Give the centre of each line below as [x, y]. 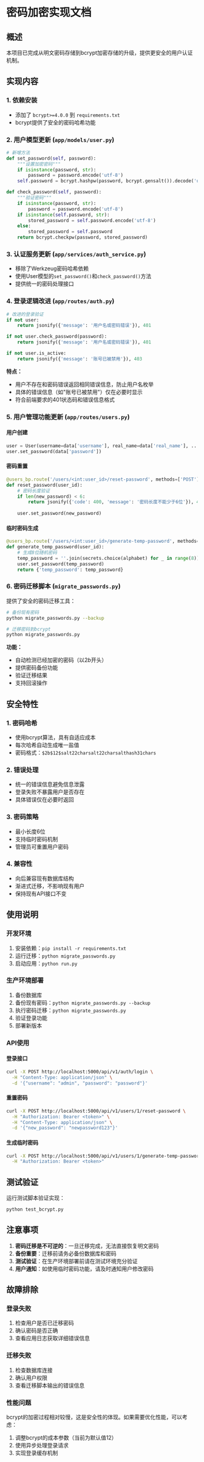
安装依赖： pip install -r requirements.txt [70, 948]
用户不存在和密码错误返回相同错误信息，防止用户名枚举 [84, 384]
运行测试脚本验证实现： [36, 1198]
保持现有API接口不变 [41, 894]
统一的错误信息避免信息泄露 [50, 784]
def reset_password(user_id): [45, 485]
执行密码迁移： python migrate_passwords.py [70, 1010]
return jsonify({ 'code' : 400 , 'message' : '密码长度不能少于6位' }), [111, 502]
